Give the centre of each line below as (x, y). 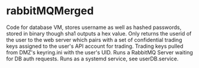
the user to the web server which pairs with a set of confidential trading (94, 40)
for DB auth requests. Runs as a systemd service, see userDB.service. (93, 59)
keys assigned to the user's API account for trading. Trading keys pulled (95, 46)
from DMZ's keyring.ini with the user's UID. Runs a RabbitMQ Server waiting (99, 52)
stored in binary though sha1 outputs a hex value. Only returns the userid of (99, 33)
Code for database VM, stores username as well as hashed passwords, (94, 27)
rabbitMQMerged (50, 11)
